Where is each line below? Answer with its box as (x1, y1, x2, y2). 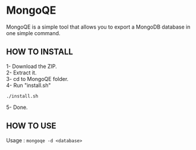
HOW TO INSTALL (6, 47, 73, 57)
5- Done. (6, 104, 28, 111)
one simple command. (6, 29, 61, 36)
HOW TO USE (6, 121, 56, 131)
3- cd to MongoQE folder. (6, 75, 69, 82)
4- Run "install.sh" (6, 82, 52, 89)
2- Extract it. (6, 69, 37, 76)
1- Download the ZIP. (6, 62, 58, 70)
